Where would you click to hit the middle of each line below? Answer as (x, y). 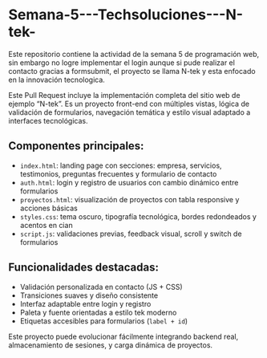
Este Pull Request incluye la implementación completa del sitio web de (124, 95)
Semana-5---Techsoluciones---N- (125, 15)
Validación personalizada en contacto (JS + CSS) (101, 287)
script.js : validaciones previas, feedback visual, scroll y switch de (131, 234)
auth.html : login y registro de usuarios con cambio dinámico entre (129, 182)
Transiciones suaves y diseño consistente (89, 295)
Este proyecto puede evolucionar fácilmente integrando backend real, (123, 336)
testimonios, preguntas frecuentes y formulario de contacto (118, 173)
